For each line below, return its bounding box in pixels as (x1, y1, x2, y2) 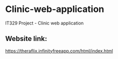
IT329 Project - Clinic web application (5, 20, 84, 26)
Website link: (5, 34, 47, 43)
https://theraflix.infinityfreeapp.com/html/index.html (5, 47, 113, 53)
